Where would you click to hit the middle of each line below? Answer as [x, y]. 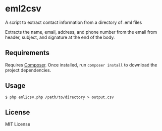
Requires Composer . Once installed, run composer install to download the [81, 65]
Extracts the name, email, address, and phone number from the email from [81, 32]
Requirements [27, 53]
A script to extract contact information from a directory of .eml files [74, 22]
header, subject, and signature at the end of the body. [60, 37]
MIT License [18, 124]
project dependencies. [28, 70]
